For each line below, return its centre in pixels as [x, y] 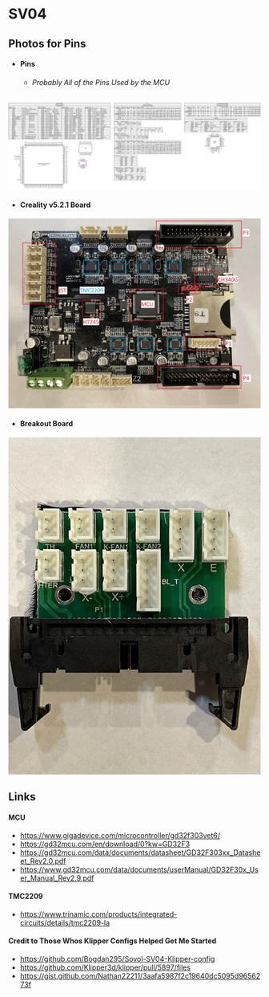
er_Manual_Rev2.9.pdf [57, 878]
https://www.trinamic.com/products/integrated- [98, 914]
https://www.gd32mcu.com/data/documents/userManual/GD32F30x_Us [139, 869]
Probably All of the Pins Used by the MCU [101, 82]
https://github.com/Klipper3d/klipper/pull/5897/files [105, 967]
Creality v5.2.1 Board [55, 205]
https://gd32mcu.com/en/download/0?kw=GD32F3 [105, 844]
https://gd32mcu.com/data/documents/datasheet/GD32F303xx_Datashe [140, 853]
